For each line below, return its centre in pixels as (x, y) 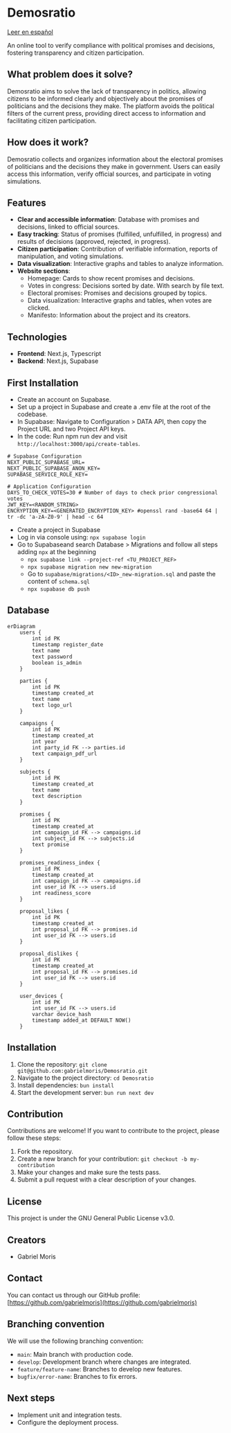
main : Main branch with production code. (75, 1354)
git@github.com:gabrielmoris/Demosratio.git (82, 1071)
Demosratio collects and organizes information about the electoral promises (115, 159)
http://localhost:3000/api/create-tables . (78, 444)
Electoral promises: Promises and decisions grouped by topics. (117, 293)
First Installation (43, 383)
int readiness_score (62, 893)
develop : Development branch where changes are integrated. (104, 1362)
